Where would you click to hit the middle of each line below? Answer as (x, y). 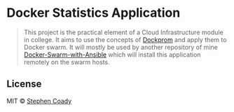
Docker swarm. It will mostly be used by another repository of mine (121, 47)
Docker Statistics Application (94, 13)
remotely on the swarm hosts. (67, 62)
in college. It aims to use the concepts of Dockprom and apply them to (125, 39)
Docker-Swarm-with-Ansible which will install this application (112, 55)
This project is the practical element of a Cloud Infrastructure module (123, 32)
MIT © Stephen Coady (39, 101)
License (24, 84)
